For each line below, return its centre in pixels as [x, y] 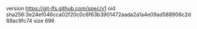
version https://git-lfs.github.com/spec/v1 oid [61, 8]
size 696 [44, 21]
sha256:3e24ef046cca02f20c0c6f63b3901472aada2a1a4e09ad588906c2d [98, 14]
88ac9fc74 [19, 21]
